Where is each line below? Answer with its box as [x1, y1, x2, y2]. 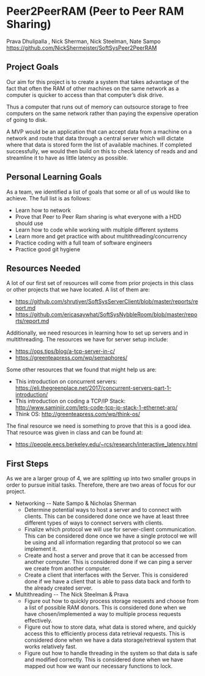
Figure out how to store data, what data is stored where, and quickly [24, 623, 196, 631]
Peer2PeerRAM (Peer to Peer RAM [6, 4, 184, 18]
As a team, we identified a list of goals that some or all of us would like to [6, 188, 190, 196]
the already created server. [24, 584, 93, 592]
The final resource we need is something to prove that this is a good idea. [6, 422, 192, 430]
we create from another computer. [24, 565, 111, 572]
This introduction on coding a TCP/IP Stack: [15, 397, 126, 405]
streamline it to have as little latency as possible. [6, 154, 129, 161]
